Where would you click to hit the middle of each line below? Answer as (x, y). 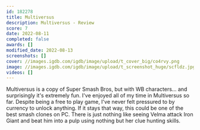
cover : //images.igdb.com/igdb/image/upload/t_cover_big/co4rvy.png (93, 61)
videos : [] (20, 72)
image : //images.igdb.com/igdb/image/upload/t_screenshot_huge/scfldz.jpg (101, 67)
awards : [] (20, 45)
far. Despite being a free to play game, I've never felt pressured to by (90, 102)
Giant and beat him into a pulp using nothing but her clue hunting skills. (93, 121)
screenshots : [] (26, 56)
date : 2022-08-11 (28, 34)
